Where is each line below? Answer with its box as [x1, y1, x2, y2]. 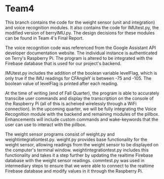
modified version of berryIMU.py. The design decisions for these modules [5, 30, 155, 36]
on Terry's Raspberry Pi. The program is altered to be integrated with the [5, 55, 153, 61]
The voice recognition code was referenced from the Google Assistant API [5, 45, 156, 50]
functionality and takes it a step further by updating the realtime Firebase [5, 152, 154, 158]
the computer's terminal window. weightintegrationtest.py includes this [5, 147, 149, 153]
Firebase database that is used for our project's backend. [5, 60, 122, 66]
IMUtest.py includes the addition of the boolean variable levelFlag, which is [5, 70, 158, 76]
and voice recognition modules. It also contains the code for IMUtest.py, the [5, 24, 159, 30]
